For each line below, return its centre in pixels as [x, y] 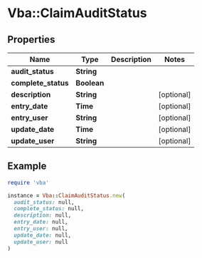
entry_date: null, [41, 222]
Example [27, 166]
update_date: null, [43, 235]
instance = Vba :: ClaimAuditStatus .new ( [67, 195]
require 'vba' [28, 182]
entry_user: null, [41, 229]
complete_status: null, [49, 209]
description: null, [43, 215]
